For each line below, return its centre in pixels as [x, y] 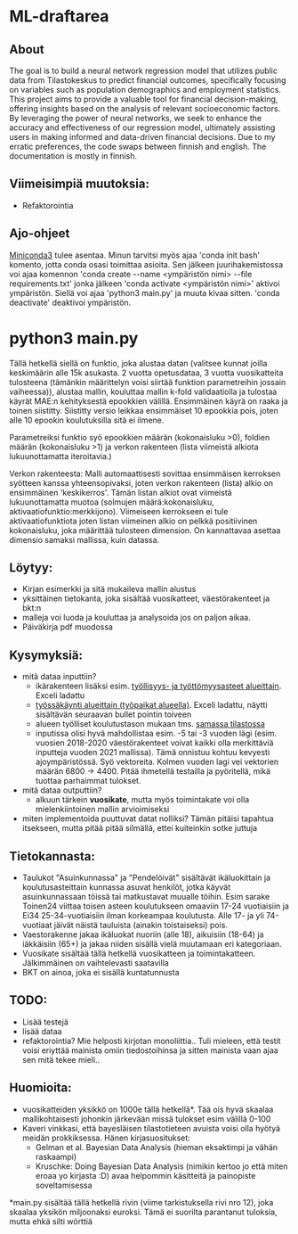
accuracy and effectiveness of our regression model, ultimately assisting [142, 128]
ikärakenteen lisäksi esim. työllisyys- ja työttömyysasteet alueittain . [158, 686]
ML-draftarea [59, 16]
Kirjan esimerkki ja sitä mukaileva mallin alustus [109, 589]
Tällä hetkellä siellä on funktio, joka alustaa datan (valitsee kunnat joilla [138, 363]
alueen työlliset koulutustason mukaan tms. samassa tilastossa [150, 724]
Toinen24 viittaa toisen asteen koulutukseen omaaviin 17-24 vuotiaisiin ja [155, 906]
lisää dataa [42, 1031]
